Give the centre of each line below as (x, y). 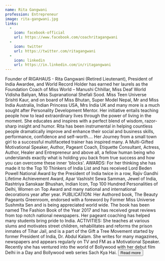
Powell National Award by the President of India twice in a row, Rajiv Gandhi (82, 174)
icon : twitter (28, 46)
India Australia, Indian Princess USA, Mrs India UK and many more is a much (82, 105)
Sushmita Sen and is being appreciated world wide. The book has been (77, 205)
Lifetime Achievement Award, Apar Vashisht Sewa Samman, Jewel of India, (81, 179)
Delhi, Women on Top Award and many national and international (71, 189)
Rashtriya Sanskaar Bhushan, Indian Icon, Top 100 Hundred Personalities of (82, 184)
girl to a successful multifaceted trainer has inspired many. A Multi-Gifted (79, 142)
